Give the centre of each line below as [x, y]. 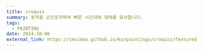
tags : [13, 23]
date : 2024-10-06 [28, 34]
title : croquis [26, 12]
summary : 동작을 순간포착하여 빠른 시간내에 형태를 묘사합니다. [75, 17]
